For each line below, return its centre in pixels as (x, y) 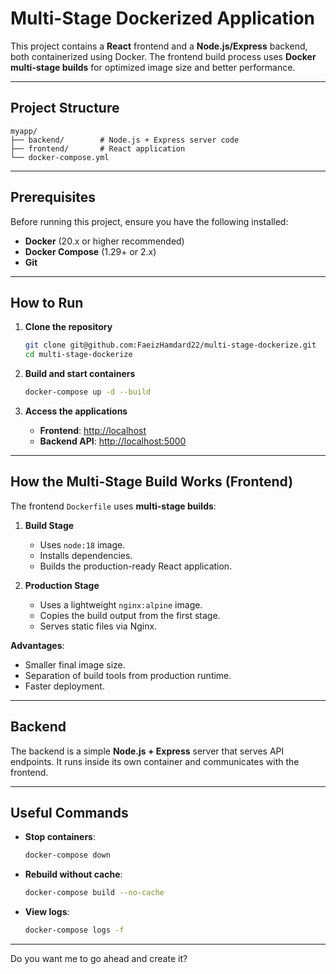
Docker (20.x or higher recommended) (104, 241)
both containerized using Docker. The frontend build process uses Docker (163, 56)
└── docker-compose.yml (60, 157)
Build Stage (49, 525)
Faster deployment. (64, 686)
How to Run (47, 302)
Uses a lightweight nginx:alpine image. (121, 604)
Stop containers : (60, 837)
